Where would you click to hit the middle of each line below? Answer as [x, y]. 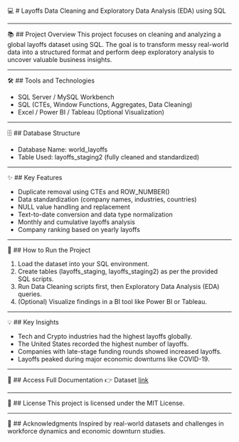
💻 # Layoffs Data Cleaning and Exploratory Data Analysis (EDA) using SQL [117, 11]
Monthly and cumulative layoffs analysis [76, 222]
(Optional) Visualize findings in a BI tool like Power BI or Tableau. [112, 301]
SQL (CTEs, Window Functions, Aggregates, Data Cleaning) [105, 105]
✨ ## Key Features [35, 178]
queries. [30, 294]
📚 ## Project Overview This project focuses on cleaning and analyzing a [115, 34]
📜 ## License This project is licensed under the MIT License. [96, 403]
